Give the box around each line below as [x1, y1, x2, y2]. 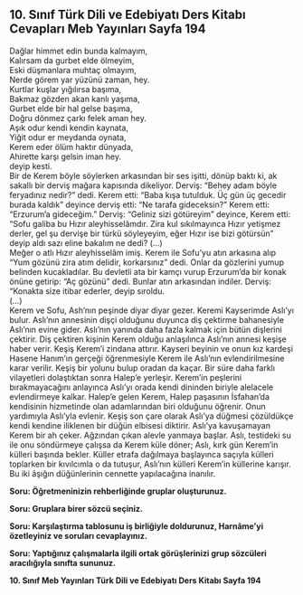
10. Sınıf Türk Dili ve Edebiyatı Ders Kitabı [9, 7, 246, 23]
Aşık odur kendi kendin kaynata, [9, 122, 129, 133]
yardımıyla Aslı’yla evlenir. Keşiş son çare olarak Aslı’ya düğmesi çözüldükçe [9, 411, 294, 421]
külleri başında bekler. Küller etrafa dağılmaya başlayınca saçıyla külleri [9, 449, 274, 459]
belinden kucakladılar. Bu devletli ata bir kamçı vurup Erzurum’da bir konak [9, 266, 287, 277]
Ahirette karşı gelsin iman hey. [9, 151, 122, 162]
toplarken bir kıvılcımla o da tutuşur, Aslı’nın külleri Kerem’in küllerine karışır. [9, 458, 291, 469]
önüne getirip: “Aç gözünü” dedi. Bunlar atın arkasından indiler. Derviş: [9, 276, 271, 287]
